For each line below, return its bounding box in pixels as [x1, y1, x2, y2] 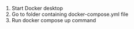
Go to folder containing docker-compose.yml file [11, 11, 129, 18]
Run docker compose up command [11, 17, 96, 23]
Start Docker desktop [11, 5, 63, 11]
